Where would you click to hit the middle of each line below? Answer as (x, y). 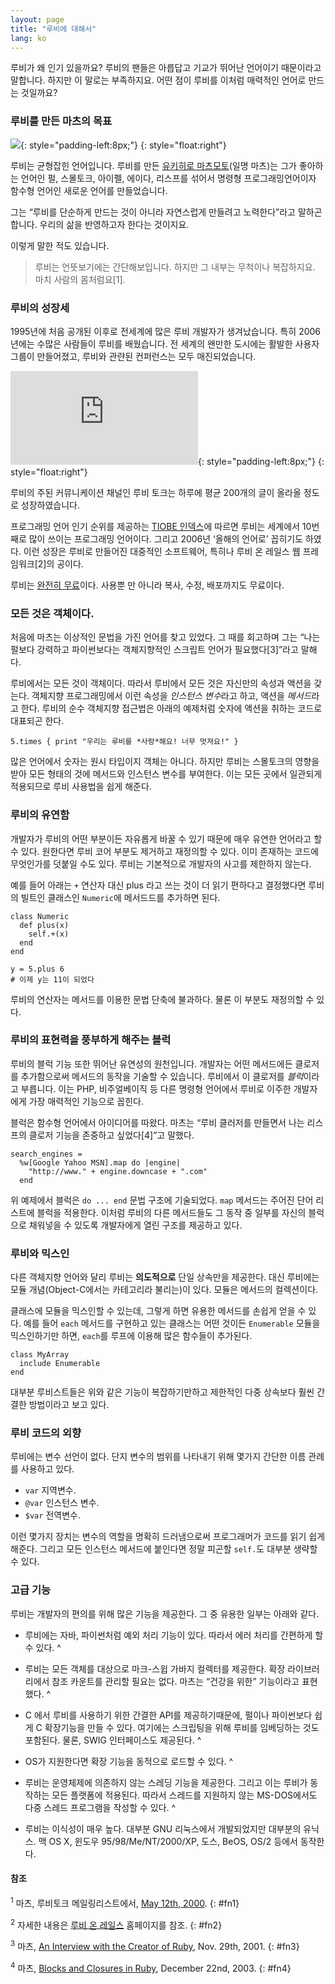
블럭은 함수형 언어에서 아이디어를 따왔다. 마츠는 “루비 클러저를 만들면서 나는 (157, 1122)
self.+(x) (49, 934)
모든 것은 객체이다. (52, 613)
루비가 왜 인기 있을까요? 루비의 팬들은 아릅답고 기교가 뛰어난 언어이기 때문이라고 (166, 68)
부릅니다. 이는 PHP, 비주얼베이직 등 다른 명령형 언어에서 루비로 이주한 (156, 1088)
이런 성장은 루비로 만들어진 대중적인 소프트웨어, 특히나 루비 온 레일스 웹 (162, 551)
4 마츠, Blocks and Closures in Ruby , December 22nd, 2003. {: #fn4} (151, 1967)
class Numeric (40, 916)
